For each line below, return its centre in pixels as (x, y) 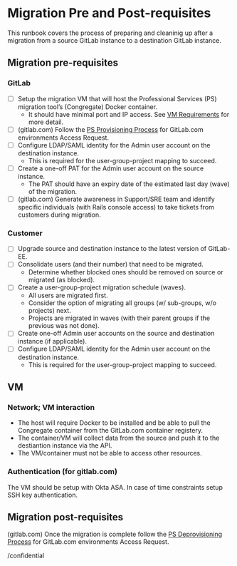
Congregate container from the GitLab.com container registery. (110, 431)
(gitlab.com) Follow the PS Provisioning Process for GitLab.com (111, 129)
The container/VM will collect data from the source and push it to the (118, 438)
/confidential (26, 556)
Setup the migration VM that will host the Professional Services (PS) (117, 98)
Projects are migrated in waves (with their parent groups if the (119, 318)
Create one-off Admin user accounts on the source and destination (116, 334)
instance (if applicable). (52, 341)
